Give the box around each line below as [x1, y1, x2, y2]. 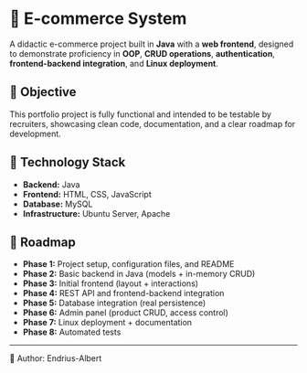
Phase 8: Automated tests [22, 326, 122, 337]
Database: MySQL [22, 198, 93, 209]
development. [9, 128, 61, 139]
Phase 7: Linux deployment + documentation [22, 317, 193, 328]
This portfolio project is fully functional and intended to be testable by [9, 109, 272, 120]
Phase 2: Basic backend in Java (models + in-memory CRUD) [22, 269, 256, 280]
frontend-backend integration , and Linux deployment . [9, 58, 219, 69]
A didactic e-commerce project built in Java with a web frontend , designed [9, 38, 294, 49]
